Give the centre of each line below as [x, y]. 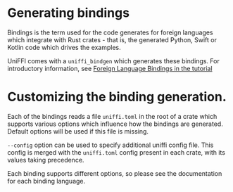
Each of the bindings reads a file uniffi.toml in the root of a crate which [112, 116]
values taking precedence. [46, 160]
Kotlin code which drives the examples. [64, 47]
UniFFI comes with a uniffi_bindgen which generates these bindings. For [113, 60]
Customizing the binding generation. [117, 97]
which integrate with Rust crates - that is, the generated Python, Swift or [112, 39]
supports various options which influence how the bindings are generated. [115, 124]
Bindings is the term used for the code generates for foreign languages [110, 32]
